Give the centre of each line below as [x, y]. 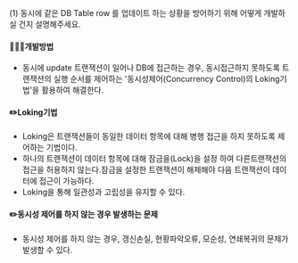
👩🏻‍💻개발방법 [32, 46]
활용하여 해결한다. [73, 90]
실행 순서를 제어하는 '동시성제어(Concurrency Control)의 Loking [166, 79]
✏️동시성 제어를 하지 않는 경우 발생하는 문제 [84, 214]
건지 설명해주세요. [50, 24]
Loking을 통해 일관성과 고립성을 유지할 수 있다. [103, 192]
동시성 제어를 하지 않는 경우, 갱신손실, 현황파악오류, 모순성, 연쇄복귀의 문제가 [155, 238]
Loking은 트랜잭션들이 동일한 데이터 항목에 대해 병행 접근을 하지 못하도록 [149, 136]
